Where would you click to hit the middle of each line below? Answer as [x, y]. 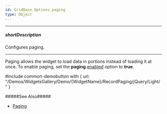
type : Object [19, 14]
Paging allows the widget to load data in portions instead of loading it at [79, 61]
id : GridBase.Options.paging [35, 10]
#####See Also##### [28, 97]
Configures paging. [25, 47]
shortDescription [23, 35]
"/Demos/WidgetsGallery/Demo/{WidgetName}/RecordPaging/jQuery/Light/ [83, 82]
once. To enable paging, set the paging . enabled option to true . [70, 67]
